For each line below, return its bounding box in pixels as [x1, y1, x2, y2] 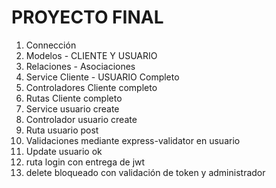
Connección [25, 39, 77, 51]
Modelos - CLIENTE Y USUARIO [25, 49, 158, 61]
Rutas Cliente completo [25, 92, 123, 104]
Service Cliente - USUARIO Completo [25, 71, 180, 83]
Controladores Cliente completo [25, 81, 158, 93]
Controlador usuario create [25, 113, 138, 125]
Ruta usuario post [25, 124, 99, 136]
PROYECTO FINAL [11, 6, 164, 29]
